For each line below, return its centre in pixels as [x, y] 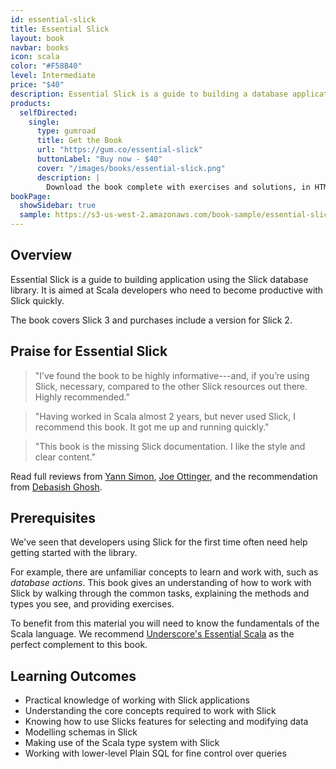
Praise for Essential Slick [89, 351]
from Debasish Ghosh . [56, 487]
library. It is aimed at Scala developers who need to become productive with [167, 290]
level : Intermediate [53, 76]
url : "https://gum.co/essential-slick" [119, 150]
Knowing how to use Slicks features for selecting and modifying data [166, 722]
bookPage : [31, 196]
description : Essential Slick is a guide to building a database [149, 94]
